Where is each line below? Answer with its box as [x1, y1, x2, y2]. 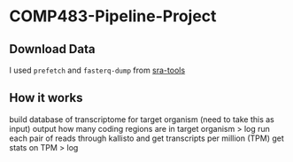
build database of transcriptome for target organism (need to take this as [9, 113, 274, 125]
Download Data [9, 42, 96, 57]
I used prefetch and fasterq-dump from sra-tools [9, 65, 186, 75]
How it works [9, 90, 83, 105]
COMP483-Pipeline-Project [9, 6, 217, 27]
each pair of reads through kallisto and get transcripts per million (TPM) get [9, 133, 285, 143]
